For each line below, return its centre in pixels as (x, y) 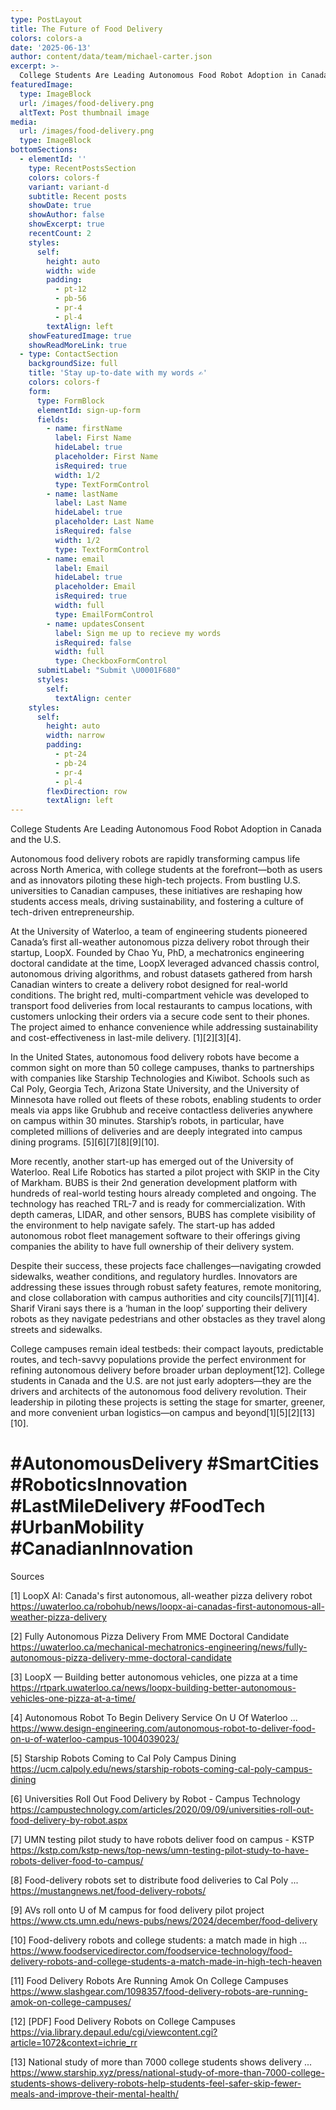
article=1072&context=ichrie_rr (74, 2043)
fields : (53, 419)
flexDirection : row (87, 791)
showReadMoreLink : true (78, 345)
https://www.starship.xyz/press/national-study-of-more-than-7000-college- (167, 2073)
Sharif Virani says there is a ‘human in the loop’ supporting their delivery (159, 1308)
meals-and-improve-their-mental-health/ (94, 2094)
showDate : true (60, 206)
